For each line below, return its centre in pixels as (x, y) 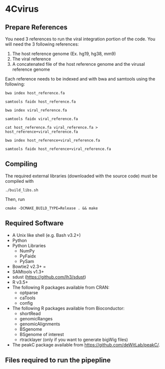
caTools (28, 298)
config (26, 303)
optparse (29, 292)
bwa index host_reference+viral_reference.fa (52, 141)
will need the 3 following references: (42, 44)
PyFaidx (28, 256)
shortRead (30, 313)
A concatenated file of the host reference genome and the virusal (79, 64)
